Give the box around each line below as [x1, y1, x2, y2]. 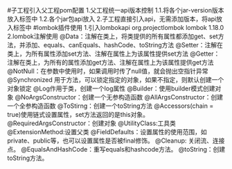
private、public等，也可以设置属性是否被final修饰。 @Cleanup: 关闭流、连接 [7, 136, 225, 145]
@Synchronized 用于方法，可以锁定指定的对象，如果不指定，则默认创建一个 [7, 76, 224, 83]
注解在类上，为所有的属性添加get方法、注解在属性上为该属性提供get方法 [7, 58, 214, 66]
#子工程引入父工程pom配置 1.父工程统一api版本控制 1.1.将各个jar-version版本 [7, 6, 224, 14]
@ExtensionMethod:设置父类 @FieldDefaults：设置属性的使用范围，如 [7, 128, 207, 136]
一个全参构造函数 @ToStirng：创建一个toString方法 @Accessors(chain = [7, 102, 214, 110]
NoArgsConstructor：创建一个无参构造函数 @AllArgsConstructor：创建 [20, 93, 224, 101]
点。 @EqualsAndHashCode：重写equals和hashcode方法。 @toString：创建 [7, 145, 226, 153]
